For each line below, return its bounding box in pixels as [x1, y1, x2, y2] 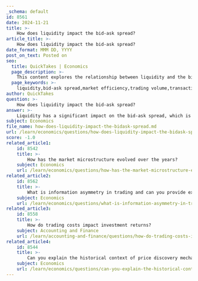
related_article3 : [6, 206, 51, 212]
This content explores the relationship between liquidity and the [16, 74, 186, 80]
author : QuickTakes [6, 91, 54, 97]
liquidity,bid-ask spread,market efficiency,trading [16, 85, 149, 91]
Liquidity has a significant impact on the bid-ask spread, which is [16, 113, 192, 118]
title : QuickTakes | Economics [11, 63, 88, 70]
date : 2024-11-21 [6, 19, 49, 25]
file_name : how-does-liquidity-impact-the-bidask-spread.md [6, 124, 157, 130]
